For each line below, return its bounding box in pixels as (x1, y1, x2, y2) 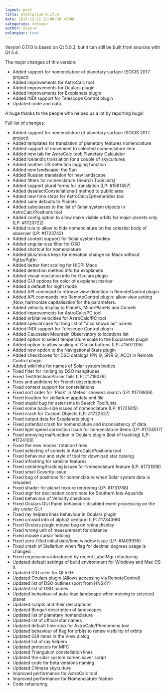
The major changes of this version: (5, 59, 77, 65)
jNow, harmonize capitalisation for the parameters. (12, 299, 116, 305)
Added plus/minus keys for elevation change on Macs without (12, 251, 140, 257)
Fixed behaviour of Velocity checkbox (12, 495, 91, 501)
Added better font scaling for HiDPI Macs (12, 262, 97, 268)
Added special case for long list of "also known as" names (12, 320, 133, 326)
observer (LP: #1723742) (12, 231, 64, 236)
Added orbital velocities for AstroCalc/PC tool (12, 315, 106, 321)
